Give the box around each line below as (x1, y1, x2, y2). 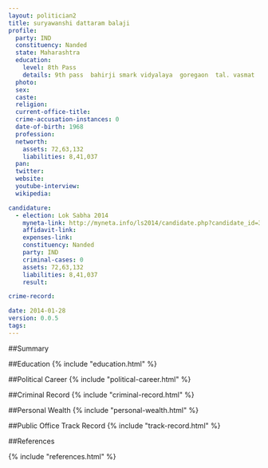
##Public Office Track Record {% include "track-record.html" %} (8, 420, 221, 431)
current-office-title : (15, 108, 91, 116)
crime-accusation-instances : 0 (15, 116, 120, 124)
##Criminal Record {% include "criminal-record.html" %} (8, 390, 195, 399)
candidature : (8, 204, 52, 212)
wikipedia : (15, 189, 52, 198)
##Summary (8, 344, 49, 353)
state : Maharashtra (15, 49, 81, 57)
